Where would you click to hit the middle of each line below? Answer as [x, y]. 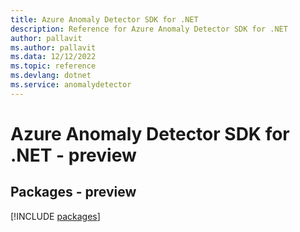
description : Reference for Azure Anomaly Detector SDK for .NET [149, 29]
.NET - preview [73, 155]
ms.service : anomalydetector [71, 85]
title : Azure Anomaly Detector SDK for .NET [104, 19]
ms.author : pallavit [53, 47]
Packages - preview [73, 192]
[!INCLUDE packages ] [55, 216]
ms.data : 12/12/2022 [53, 57]
